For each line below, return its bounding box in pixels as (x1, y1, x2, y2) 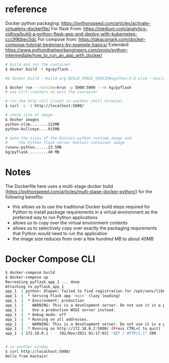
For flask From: (51, 25, 82, 31)
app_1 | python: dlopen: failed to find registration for (5, 288, 132, 294)
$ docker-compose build (5, 270, 55, 275)
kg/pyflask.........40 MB (5, 150, 59, 155)
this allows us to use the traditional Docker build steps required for (12, 204, 150, 209)
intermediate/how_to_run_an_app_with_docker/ (5, 52, 103, 58)
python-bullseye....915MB (5, 126, 59, 131)
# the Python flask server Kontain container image (5, 140, 125, 146)
